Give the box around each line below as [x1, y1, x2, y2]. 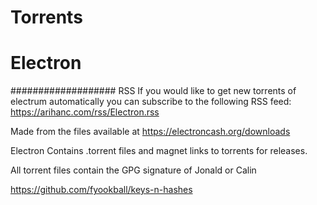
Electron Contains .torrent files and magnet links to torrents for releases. [10, 145, 308, 157]
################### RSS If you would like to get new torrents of [10, 85, 297, 97]
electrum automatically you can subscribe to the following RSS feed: [10, 96, 292, 108]
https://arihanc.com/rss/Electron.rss [10, 106, 160, 118]
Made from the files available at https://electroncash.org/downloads [10, 126, 291, 138]
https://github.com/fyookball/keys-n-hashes [10, 184, 193, 196]
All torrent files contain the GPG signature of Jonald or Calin [10, 164, 257, 176]
